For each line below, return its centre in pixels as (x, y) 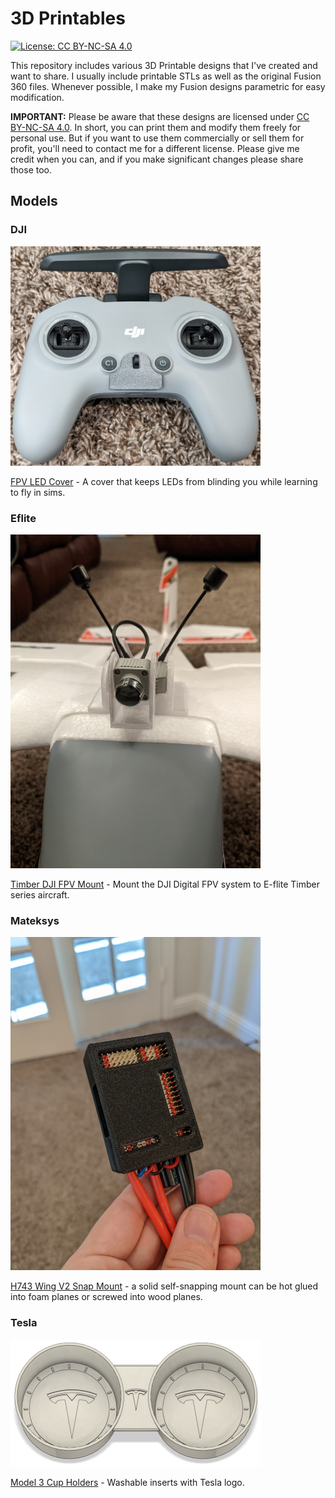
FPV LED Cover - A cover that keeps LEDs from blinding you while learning (164, 482)
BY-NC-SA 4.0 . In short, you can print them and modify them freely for (156, 127)
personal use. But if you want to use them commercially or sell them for (157, 138)
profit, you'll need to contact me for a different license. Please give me (155, 148)
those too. (31, 169)
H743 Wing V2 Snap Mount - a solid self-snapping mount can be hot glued (164, 1286)
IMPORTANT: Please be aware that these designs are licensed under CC (160, 116)
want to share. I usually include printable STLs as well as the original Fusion (166, 76)
